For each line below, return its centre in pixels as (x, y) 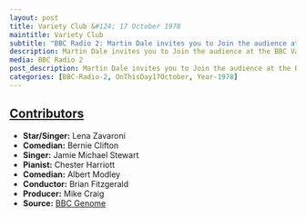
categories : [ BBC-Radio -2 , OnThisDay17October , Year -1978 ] (124, 77)
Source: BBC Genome (64, 203)
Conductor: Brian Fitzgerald (76, 183)
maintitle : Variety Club (56, 35)
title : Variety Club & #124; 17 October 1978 (95, 26)
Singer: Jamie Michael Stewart (81, 154)
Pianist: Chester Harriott (69, 164)
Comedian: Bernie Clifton (71, 145)
